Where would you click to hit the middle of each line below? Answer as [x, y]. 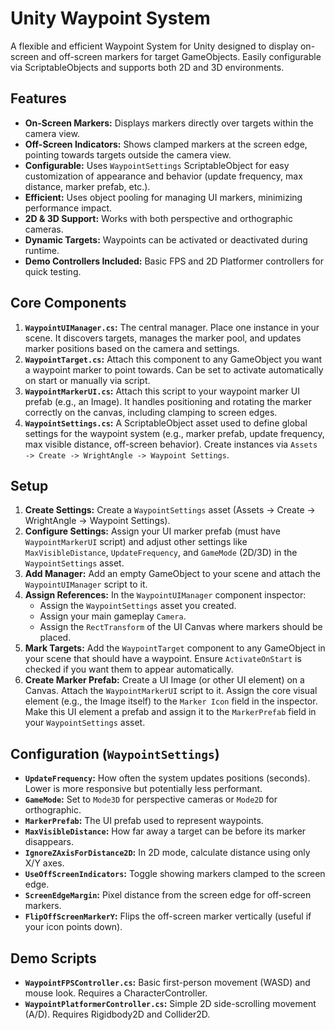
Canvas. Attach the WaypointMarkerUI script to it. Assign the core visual [171, 691]
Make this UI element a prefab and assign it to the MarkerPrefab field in [170, 712]
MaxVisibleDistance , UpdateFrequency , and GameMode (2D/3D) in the [161, 553]
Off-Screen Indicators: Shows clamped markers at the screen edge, [166, 144]
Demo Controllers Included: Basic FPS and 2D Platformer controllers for [174, 261]
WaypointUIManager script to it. [86, 584]
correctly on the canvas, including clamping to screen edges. [151, 412]
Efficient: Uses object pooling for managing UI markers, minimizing [163, 197]
